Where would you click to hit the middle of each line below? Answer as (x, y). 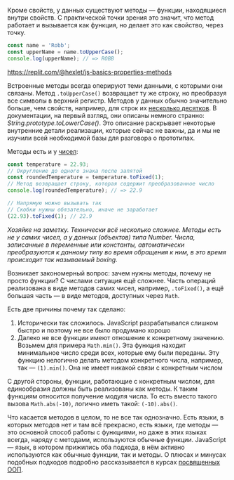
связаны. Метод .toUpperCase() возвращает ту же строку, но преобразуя (117, 93)
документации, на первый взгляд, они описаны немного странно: (106, 115)
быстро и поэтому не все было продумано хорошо (94, 330)
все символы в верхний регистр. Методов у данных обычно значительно (117, 100)
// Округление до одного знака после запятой (75, 171)
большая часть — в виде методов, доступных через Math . (94, 295)
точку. (16, 32)
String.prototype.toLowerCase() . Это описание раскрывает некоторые (111, 123)
